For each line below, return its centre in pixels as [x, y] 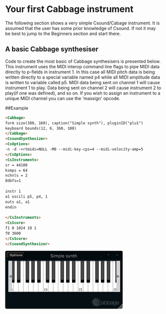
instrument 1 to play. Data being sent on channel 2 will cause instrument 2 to [83, 88]
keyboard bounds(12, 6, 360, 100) [41, 128]
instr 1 [13, 191]
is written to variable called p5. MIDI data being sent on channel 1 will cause [83, 82]
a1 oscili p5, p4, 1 [27, 196]
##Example [17, 108]
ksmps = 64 [16, 170]
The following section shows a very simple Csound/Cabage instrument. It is [83, 23]
